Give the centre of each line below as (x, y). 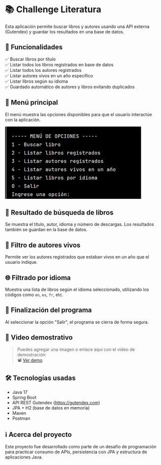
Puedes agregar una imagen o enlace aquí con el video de (76, 349)
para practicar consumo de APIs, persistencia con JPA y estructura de (76, 452)
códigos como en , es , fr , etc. (34, 295)
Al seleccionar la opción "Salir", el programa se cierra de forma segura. (77, 322)
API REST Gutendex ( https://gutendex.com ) (56, 403)
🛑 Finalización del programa (49, 310)
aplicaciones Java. (24, 457)
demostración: (32, 354)
